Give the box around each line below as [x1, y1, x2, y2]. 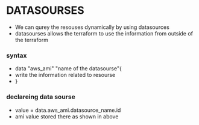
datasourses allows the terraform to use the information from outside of [14, 29, 194, 37]
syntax [6, 51, 27, 59]
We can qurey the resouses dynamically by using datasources [14, 23, 170, 31]
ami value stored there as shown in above [14, 112, 119, 120]
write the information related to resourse [14, 72, 116, 79]
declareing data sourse [6, 93, 75, 101]
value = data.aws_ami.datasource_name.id [14, 106, 121, 114]
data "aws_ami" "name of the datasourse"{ [14, 65, 122, 72]
